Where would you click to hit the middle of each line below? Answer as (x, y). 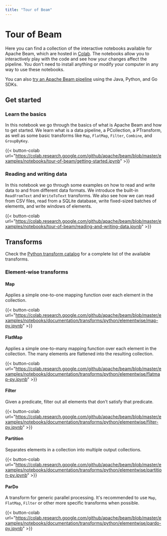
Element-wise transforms (37, 272)
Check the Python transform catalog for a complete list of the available (78, 254)
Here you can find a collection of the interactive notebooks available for (79, 48)
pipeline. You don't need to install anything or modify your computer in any (82, 64)
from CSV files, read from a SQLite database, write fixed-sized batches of (81, 201)
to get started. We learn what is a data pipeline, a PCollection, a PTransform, (83, 131)
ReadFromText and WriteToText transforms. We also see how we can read (80, 195)
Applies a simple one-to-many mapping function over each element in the (81, 348)
